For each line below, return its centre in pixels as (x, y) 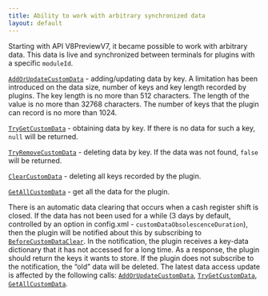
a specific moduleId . (41, 63)
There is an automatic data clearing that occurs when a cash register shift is (133, 207)
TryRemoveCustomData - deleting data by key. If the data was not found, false (133, 152)
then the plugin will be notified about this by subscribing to (105, 232)
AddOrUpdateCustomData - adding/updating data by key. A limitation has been (133, 78)
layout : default (35, 23)
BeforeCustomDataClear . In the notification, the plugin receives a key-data (129, 241)
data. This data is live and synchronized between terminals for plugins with (132, 54)
